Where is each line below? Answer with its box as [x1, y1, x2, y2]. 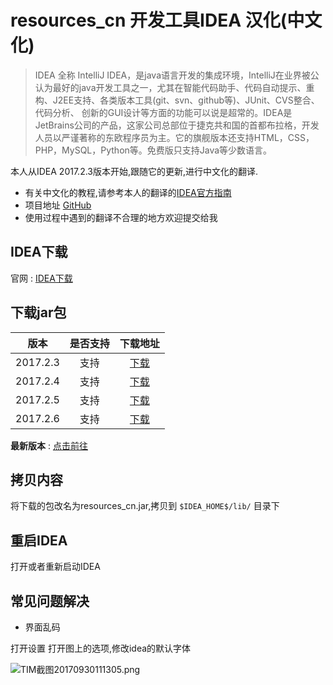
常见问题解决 [10, 592, 90, 610]
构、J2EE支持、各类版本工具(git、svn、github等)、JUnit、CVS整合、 [34, 94, 320, 106]
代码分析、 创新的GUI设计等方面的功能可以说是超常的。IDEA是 [34, 106, 293, 118]
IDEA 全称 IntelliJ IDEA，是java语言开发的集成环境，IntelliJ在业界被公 [34, 69, 320, 81]
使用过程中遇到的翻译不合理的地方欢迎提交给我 [24, 211, 218, 223]
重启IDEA [10, 532, 68, 549]
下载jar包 [10, 304, 67, 321]
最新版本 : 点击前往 [10, 439, 88, 451]
